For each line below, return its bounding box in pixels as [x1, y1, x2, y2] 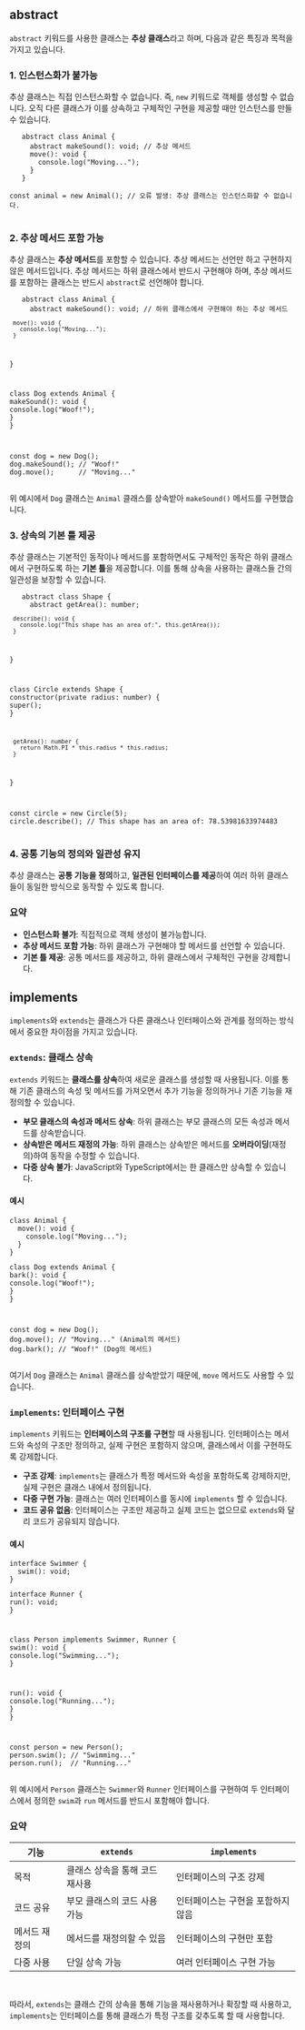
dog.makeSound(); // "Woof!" [9, 460, 120, 469]
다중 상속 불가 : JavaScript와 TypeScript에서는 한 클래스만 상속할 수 [22, 1161, 262, 1172]
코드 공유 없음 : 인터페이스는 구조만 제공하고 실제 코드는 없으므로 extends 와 [22, 1504, 286, 1515]
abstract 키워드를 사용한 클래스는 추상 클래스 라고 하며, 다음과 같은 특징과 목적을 [9, 32, 293, 44]
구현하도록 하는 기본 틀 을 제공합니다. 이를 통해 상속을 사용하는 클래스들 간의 [25, 563, 292, 574]
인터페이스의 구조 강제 [175, 1870, 265, 1883]
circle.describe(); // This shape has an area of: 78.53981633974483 [9, 816, 279, 826]
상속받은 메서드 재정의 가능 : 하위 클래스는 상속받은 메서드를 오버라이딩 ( [22, 1138, 272, 1149]
